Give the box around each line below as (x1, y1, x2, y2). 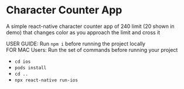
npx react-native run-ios (14, 77, 78, 83)
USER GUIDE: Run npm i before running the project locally (6, 40, 145, 47)
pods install (14, 65, 47, 70)
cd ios (14, 59, 31, 65)
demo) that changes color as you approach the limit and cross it (6, 29, 161, 35)
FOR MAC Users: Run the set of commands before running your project (6, 46, 178, 53)
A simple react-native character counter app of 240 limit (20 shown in (6, 23, 175, 30)
